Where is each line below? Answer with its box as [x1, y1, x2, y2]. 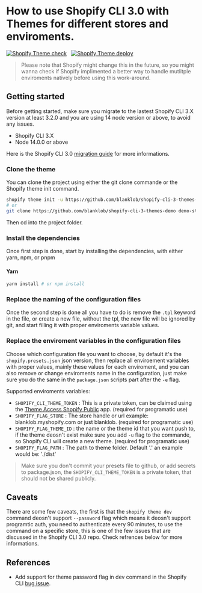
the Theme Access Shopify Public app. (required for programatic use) [14, 405, 188, 413]
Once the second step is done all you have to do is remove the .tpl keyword [6, 309, 196, 316]
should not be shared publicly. [20, 475, 96, 482]
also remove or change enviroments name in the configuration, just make [6, 369, 188, 376]
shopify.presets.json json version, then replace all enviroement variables [6, 357, 189, 364]
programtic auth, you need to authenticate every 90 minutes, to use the [6, 521, 183, 528]
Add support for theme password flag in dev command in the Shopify [14, 573, 187, 581]
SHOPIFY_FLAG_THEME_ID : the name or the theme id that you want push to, [14, 425, 195, 432]
